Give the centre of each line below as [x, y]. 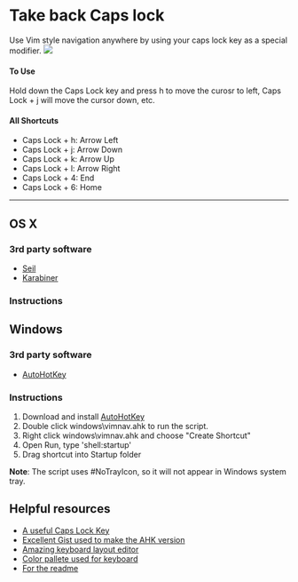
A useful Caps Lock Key [66, 530]
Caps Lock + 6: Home [62, 187]
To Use [22, 71]
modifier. [25, 51]
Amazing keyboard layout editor [80, 549]
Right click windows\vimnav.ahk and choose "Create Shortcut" [136, 435]
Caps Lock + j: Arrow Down [72, 150]
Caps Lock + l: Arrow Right [71, 169]
